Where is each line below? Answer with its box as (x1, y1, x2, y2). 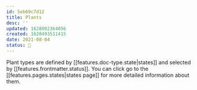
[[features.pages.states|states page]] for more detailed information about (6, 71, 190, 79)
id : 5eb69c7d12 (6, 8, 45, 15)
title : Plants (6, 14, 42, 20)
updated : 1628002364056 (6, 25, 67, 32)
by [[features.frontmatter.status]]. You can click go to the (6, 65, 149, 72)
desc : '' (6, 20, 28, 26)
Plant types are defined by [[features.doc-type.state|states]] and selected (6, 58, 191, 66)
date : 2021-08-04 (6, 37, 50, 43)
